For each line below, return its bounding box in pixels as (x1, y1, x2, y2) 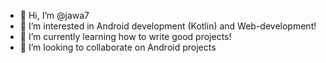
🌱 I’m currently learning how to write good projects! (19, 31, 232, 42)
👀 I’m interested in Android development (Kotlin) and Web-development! (19, 20, 317, 32)
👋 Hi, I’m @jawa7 (19, 10, 90, 21)
